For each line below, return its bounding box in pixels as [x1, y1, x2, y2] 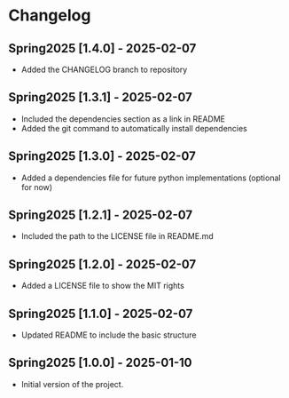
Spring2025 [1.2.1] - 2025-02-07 [8, 208, 193, 223]
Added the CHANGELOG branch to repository [20, 64, 188, 75]
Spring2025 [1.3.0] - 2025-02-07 [8, 148, 196, 164]
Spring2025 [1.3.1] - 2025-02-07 [8, 90, 192, 105]
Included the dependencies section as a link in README [20, 113, 225, 124]
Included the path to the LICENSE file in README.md [20, 231, 214, 242]
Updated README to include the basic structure [20, 330, 197, 340]
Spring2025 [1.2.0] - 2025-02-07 [8, 257, 197, 272]
